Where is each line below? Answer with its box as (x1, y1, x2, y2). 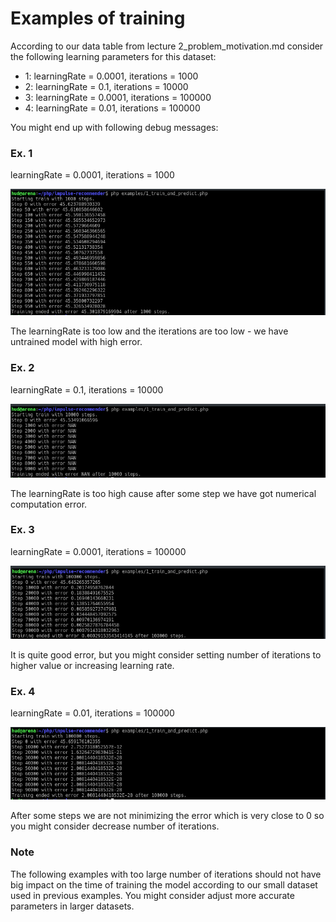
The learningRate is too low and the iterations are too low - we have (10, 325, 289, 337)
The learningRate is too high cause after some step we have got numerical (10, 487, 317, 499)
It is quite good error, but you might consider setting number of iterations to (10, 648, 322, 661)
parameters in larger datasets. (10, 900, 135, 912)
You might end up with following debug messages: (10, 121, 219, 133)
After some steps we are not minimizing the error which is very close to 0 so (10, 810, 325, 822)
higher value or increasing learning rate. (10, 659, 175, 671)
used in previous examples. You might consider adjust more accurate (10, 889, 295, 901)
